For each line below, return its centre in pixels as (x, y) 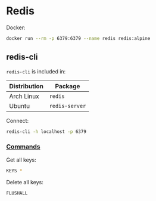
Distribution (26, 86)
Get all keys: (21, 160)
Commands (23, 147)
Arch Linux (24, 96)
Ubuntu (20, 106)
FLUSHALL (17, 193)
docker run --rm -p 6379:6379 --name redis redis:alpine (78, 38)
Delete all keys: (25, 182)
